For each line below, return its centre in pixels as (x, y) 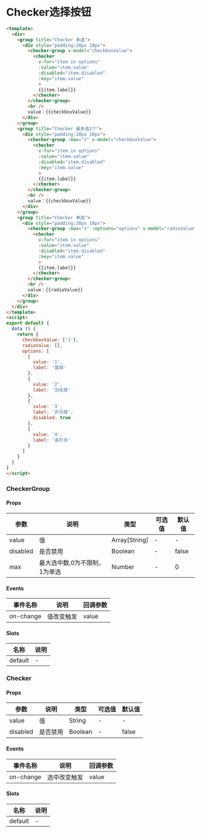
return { (28, 335)
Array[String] (130, 540)
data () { (24, 329)
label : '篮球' (49, 368)
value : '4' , (48, 434)
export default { (28, 324)
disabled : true (51, 418)
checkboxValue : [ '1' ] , (50, 340)
